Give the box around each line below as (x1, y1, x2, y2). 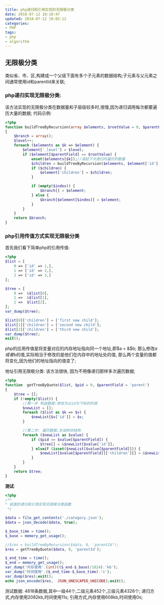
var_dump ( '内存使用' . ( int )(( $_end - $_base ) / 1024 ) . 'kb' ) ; (5, 565, 118, 570)
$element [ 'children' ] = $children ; (40, 170, 112, 175)
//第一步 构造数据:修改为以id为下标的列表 (22, 401, 98, 406)
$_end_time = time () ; (5, 555, 49, 561)
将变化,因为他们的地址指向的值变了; (5, 358, 77, 364)
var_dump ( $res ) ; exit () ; (5, 574, 54, 579)
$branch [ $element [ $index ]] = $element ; (40, 197, 121, 202)
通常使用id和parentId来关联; (9, 79, 66, 84)
